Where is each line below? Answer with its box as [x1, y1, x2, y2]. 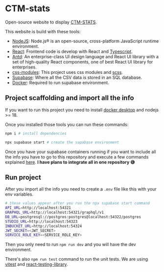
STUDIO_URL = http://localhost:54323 [5, 219, 78, 224]
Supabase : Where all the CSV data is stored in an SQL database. [12, 74, 142, 80]
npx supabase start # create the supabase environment [5, 140, 119, 145]
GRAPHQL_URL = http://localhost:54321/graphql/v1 [5, 210, 104, 215]
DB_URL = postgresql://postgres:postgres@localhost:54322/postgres [5, 214, 141, 219]
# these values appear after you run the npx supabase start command [5, 201, 150, 206]
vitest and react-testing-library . [5, 261, 68, 267]
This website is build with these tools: [5, 28, 81, 34]
